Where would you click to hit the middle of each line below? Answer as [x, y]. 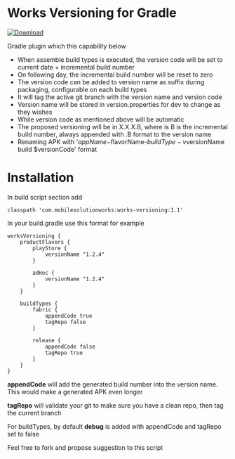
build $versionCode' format [57, 149]
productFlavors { [45, 242]
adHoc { [43, 273]
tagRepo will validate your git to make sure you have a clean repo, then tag [115, 405]
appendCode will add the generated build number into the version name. [113, 384]
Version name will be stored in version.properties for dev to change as [119, 104]
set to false [23, 434]
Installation [41, 178]
